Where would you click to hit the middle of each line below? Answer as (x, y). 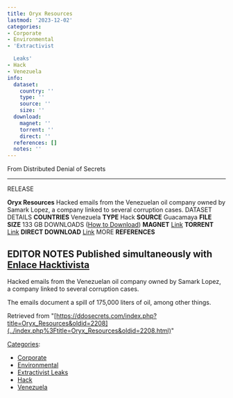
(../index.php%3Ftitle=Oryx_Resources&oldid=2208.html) (89, 331)
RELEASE (20, 189)
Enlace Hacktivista (49, 265)
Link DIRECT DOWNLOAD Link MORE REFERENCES (81, 232)
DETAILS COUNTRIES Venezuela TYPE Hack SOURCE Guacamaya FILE (110, 217)
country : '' (37, 91)
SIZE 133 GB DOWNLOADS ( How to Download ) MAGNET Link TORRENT (110, 225)
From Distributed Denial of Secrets (57, 169)
